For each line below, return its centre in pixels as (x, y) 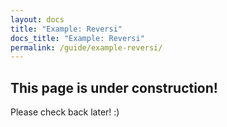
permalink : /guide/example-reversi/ (86, 47)
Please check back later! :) (65, 112)
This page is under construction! (114, 87)
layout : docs (37, 19)
